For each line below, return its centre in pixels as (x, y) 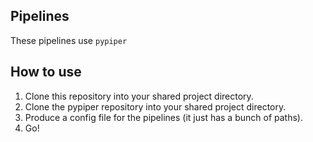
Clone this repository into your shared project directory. (139, 96)
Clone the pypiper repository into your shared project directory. (155, 106)
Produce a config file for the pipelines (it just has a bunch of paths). (163, 117)
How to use (46, 72)
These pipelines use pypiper (69, 40)
